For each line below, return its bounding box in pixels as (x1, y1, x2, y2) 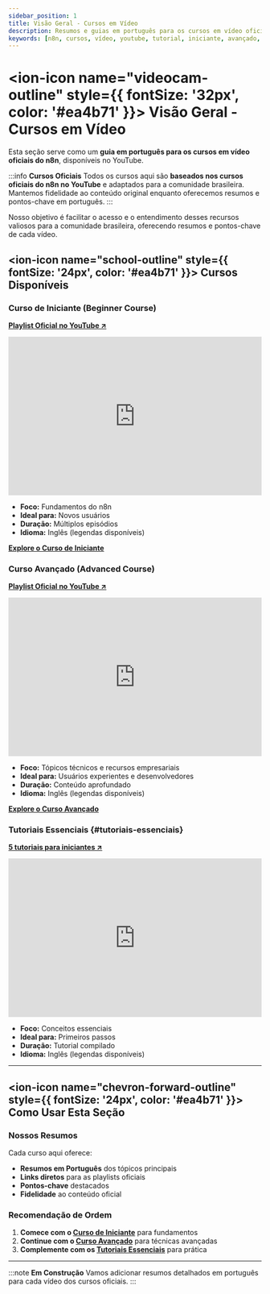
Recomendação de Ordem (8, 1209, 112, 1221)
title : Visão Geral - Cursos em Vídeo (8, 19, 138, 27)
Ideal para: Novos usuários (19, 510, 110, 520)
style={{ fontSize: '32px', (66, 86, 239, 105)
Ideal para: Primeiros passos (19, 1032, 117, 1042)
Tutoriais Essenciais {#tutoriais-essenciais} (8, 824, 184, 836)
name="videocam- (78, 69, 209, 87)
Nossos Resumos (8, 1130, 78, 1141)
